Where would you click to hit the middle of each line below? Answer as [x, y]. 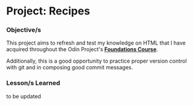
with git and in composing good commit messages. [70, 67]
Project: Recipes [48, 11]
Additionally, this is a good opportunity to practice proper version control [96, 61]
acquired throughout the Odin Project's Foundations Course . [82, 49]
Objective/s [24, 30]
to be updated [24, 96]
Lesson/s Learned [33, 83]
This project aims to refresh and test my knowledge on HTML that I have [96, 43]
